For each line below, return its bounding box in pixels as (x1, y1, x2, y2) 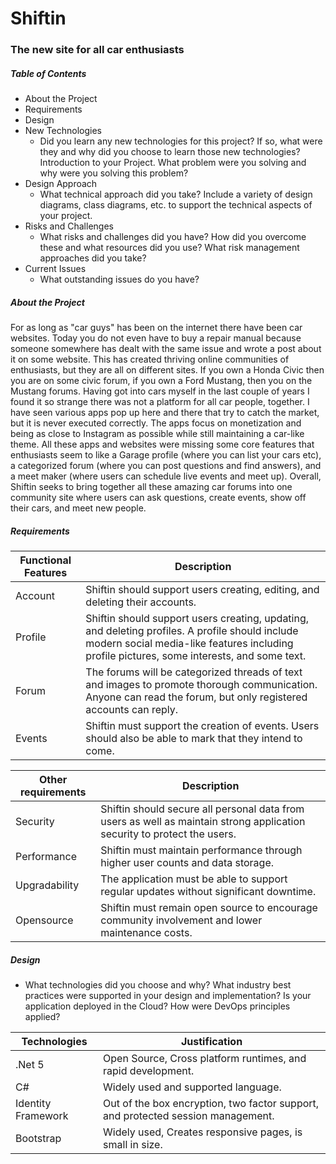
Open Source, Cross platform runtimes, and (103, 1051, 307, 1065)
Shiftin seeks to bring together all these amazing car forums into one (10, 481, 293, 493)
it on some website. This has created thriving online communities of (10, 353, 290, 366)
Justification (180, 1034, 243, 1048)
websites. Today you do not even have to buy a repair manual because (10, 332, 302, 344)
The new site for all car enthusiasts (10, 43, 185, 57)
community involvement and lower (100, 913, 263, 927)
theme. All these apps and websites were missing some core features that (10, 438, 315, 451)
